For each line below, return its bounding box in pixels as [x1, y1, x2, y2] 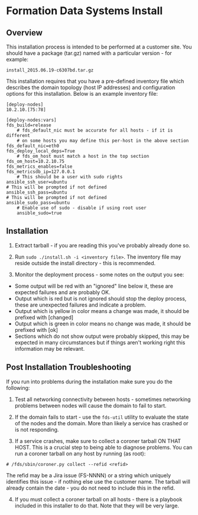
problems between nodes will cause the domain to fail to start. [14, 402, 167, 409]
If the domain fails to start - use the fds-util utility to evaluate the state [14, 413, 189, 421]
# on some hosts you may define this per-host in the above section [17, 138, 189, 144]
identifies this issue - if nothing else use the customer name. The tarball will [6, 478, 190, 485]
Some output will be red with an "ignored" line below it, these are [14, 282, 173, 289]
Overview [6, 28, 43, 38]
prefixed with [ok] [14, 326, 58, 333]
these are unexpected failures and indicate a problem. [14, 301, 147, 308]
